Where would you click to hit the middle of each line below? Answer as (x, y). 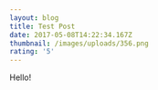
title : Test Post (42, 26)
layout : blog (34, 18)
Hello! (21, 77)
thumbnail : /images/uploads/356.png (79, 43)
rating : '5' (32, 52)
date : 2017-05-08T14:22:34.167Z (71, 35)
